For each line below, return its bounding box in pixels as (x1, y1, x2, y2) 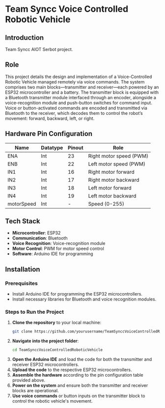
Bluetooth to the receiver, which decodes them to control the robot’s (5, 110, 143, 116)
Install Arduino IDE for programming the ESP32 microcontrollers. (12, 291, 142, 297)
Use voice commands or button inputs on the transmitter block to (12, 393, 145, 399)
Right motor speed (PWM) (88, 152, 149, 159)
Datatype (41, 144, 63, 151)
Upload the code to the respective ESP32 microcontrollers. (12, 367, 132, 373)
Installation (5, 265, 40, 273)
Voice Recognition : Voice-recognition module (12, 241, 106, 246)
